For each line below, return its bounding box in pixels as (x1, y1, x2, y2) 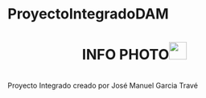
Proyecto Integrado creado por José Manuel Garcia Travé (7, 81, 199, 91)
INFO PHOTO (82, 46, 170, 64)
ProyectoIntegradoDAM (7, 5, 169, 23)
